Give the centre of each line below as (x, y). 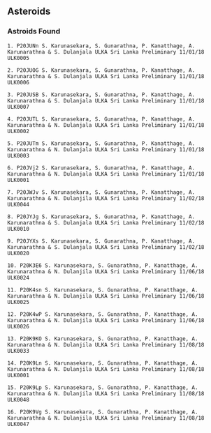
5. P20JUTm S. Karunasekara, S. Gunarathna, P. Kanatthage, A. (101, 143)
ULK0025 (19, 302)
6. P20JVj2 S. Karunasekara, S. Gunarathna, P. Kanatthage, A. (101, 168)
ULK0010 (19, 229)
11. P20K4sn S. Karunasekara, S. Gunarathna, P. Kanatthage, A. (103, 290)
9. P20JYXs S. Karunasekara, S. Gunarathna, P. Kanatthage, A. (101, 241)
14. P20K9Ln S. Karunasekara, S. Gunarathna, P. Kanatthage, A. (103, 363)
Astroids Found (34, 31)
